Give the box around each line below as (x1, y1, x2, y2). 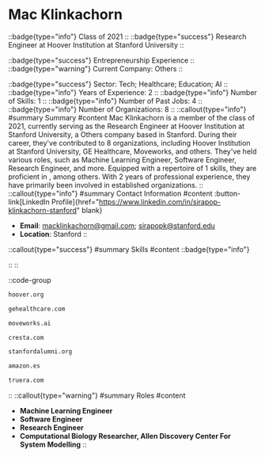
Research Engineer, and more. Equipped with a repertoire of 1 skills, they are (8, 163, 257, 173)
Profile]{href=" (51, 196, 100, 207)
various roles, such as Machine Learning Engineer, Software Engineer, (8, 154, 237, 164)
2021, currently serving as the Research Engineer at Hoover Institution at (8, 121, 245, 131)
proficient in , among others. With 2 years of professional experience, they (8, 172, 251, 181)
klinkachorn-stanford (8, 205, 78, 215)
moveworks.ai (8, 319, 51, 327)
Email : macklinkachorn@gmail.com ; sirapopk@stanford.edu (19, 220, 216, 230)
